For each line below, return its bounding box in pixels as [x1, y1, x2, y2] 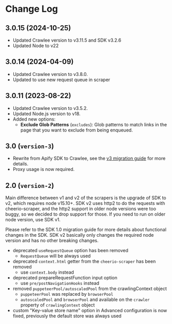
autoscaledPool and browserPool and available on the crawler [20, 296, 150, 303]
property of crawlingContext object [20, 302, 95, 308]
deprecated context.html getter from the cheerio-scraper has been [12, 258, 156, 264]
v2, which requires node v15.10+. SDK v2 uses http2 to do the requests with [5, 200, 165, 206]
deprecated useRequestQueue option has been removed [12, 247, 128, 254]
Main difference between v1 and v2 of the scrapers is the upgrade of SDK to [5, 195, 166, 201]
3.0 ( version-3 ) [5, 142, 54, 150]
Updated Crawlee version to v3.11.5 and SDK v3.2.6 [12, 37, 122, 43]
